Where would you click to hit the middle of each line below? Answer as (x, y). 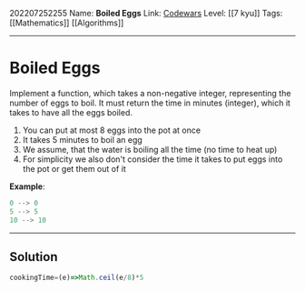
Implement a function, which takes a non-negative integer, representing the (150, 93)
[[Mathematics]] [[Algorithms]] (67, 23)
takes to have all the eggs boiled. (71, 112)
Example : (27, 186)
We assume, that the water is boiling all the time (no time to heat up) (150, 149)
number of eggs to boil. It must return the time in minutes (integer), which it (150, 103)
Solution (34, 257)
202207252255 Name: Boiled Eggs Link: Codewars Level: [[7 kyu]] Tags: (146, 13)
